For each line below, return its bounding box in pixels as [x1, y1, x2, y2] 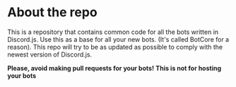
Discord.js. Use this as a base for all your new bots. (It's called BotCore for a [7, 35, 230, 43]
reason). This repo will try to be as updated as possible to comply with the [7, 42, 223, 51]
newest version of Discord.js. [7, 50, 93, 59]
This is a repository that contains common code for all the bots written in [7, 28, 219, 36]
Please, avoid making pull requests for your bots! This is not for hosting [7, 64, 222, 72]
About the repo [7, 4, 98, 21]
